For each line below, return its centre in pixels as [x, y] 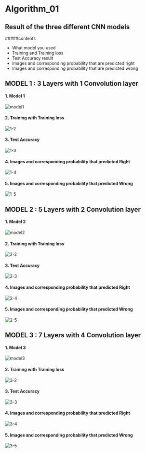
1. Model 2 [15, 222]
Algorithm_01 [32, 9]
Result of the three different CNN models [67, 27]
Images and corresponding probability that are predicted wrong [75, 68]
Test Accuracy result [33, 58]
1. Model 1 [15, 96]
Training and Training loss [38, 53]
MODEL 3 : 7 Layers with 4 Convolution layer [73, 335]
